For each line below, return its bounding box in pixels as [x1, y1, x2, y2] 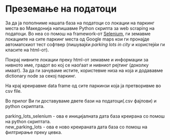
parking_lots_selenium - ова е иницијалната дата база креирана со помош [5, 113, 165, 119]
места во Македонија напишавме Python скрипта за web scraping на [5, 25, 155, 31]
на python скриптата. [5, 118, 51, 124]
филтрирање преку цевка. [5, 129, 62, 135]
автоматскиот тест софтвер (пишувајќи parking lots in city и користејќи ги [5, 41, 165, 47]
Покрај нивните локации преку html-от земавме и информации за [5, 56, 149, 62]
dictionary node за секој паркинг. [5, 73, 76, 79]
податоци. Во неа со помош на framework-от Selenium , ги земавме [5, 30, 151, 37]
